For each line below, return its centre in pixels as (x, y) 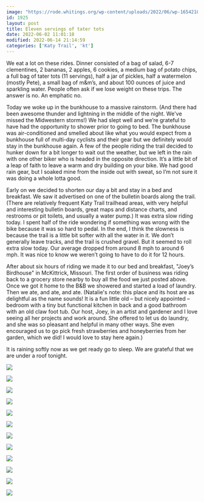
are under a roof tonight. (37, 356)
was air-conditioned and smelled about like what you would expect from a (99, 133)
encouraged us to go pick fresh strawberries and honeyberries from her (96, 331)
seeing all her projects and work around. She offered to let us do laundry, (98, 318)
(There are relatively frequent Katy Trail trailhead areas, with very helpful (97, 203)
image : (15, 12)
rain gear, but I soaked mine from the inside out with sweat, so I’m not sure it (102, 171)
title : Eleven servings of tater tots (55, 29)
